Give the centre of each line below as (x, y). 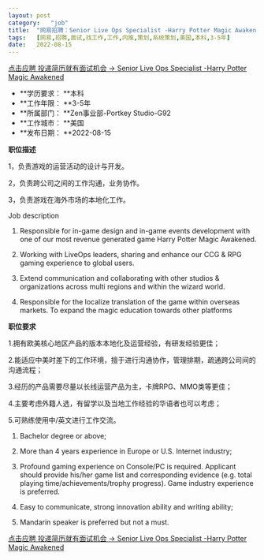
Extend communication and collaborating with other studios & (119, 278)
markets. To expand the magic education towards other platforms (126, 310)
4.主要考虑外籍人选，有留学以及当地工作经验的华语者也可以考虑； (115, 404)
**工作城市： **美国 (52, 123)
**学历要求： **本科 (52, 93)
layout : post (30, 15)
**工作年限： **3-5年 (55, 103)
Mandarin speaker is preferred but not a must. (94, 522)
